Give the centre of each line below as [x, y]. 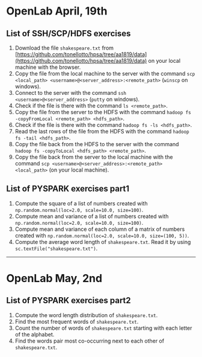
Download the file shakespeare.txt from [64, 48]
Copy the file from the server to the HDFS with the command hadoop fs [103, 112]
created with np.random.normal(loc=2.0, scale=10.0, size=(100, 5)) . [102, 235]
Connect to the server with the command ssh [71, 93]
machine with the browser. [48, 67]
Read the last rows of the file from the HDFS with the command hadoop [102, 131]
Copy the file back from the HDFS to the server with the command [97, 144]
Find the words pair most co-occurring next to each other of [89, 341]
